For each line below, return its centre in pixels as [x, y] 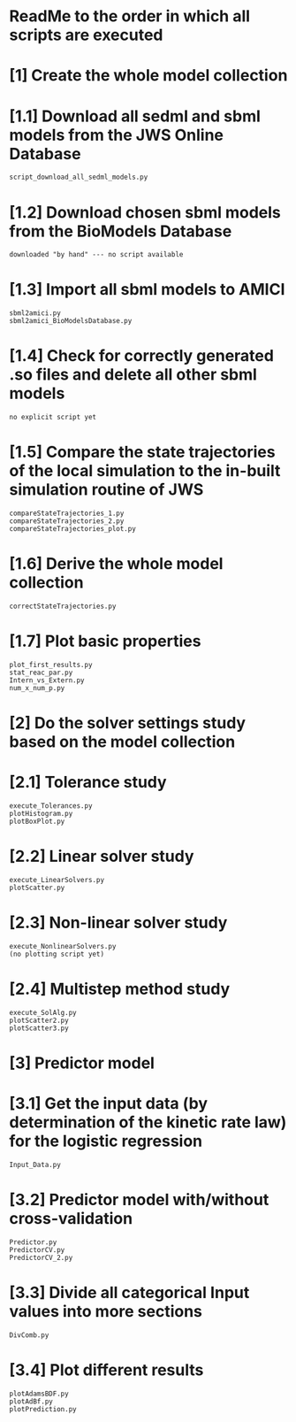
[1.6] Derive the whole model [116, 564]
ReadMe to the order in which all [129, 16]
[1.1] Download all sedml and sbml [135, 116]
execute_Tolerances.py [51, 806]
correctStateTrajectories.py [63, 606]
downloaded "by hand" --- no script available [96, 255]
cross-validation [71, 1219]
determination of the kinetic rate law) [148, 1122]
